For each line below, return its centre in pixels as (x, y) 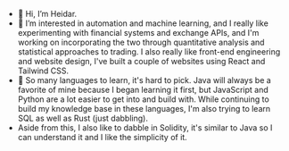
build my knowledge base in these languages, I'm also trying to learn (144, 109)
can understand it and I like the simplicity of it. (102, 137)
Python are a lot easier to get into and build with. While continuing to (143, 99)
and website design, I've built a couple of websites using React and (141, 61)
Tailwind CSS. (43, 71)
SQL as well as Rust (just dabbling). (83, 118)
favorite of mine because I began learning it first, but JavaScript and (143, 90)
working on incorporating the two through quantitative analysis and (141, 42)
